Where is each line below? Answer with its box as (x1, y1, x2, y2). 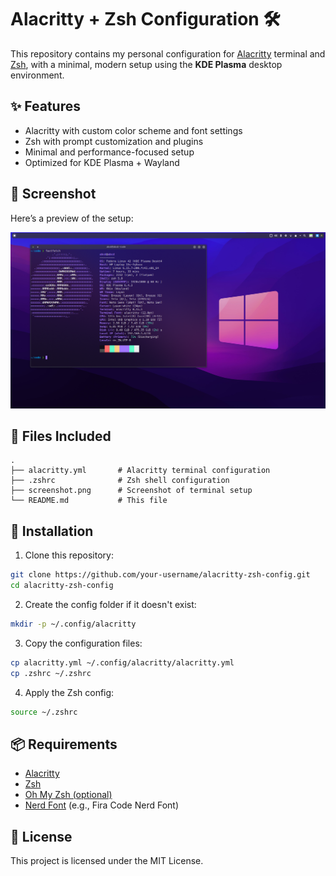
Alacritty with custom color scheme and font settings (24, 124, 243, 136)
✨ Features (10, 98, 81, 115)
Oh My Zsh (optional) (24, 789, 113, 801)
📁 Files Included (10, 427, 112, 445)
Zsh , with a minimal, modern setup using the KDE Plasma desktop (10, 58, 283, 70)
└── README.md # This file (10, 496, 168, 506)
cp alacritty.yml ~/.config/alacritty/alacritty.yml (10, 657, 235, 668)
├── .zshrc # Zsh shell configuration (10, 476, 230, 486)
